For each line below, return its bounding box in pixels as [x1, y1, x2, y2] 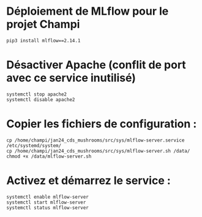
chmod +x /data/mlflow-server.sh [6, 153, 92, 159]
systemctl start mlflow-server [6, 199, 86, 205]
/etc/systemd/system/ [6, 142, 62, 148]
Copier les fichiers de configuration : [6, 117, 197, 131]
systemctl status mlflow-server [6, 204, 89, 211]
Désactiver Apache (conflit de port [6, 58, 187, 72]
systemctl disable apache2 [6, 96, 75, 102]
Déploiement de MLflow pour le [6, 4, 169, 18]
